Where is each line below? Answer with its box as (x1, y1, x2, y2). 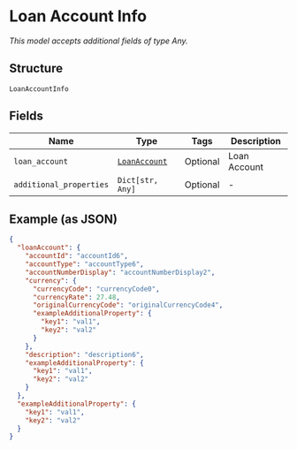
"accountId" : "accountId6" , (25, 252, 128, 261)
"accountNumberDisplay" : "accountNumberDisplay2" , (25, 268, 216, 277)
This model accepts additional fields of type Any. (9, 35, 188, 46)
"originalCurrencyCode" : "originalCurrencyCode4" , (32, 301, 224, 310)
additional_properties (13, 179, 109, 189)
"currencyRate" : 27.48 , (32, 293, 121, 301)
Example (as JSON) (9, 211, 118, 226)
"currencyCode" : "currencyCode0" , (32, 285, 161, 293)
